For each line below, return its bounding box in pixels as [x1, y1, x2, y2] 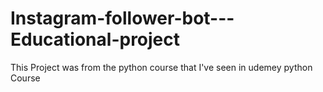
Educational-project [10, 28, 181, 51]
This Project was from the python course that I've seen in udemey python [10, 61, 313, 73]
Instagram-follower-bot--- [10, 7, 235, 30]
